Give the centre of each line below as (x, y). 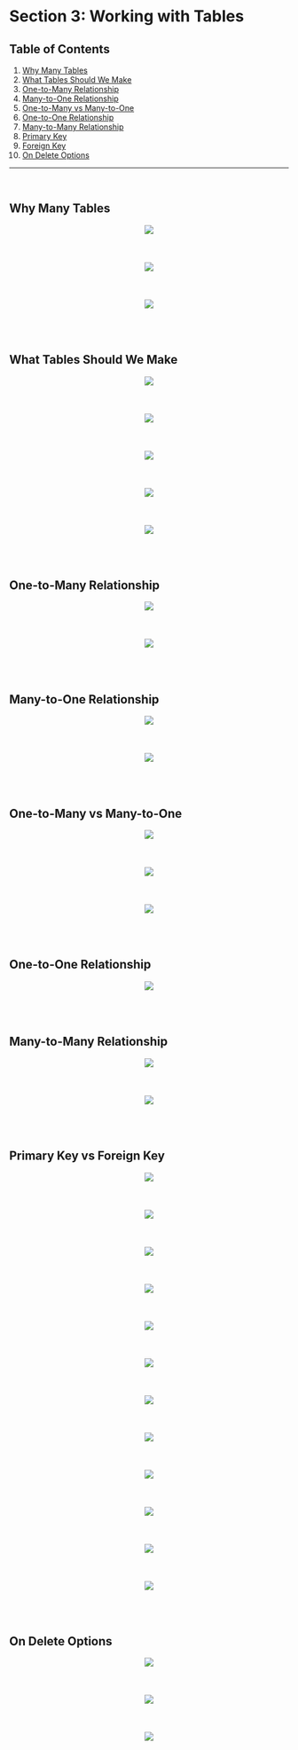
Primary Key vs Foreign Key (87, 1156)
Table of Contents (60, 49)
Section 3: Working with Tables (127, 16)
